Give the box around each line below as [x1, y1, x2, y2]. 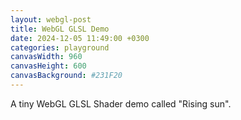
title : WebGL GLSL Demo [10, 24, 110, 34]
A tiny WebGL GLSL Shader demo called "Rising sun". [10, 97, 232, 110]
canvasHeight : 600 [10, 61, 87, 71]
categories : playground [10, 42, 110, 53]
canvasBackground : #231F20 [10, 71, 123, 81]
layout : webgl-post [10, 14, 92, 25]
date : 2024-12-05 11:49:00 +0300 [10, 33, 150, 43]
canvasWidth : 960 [10, 52, 83, 62]
